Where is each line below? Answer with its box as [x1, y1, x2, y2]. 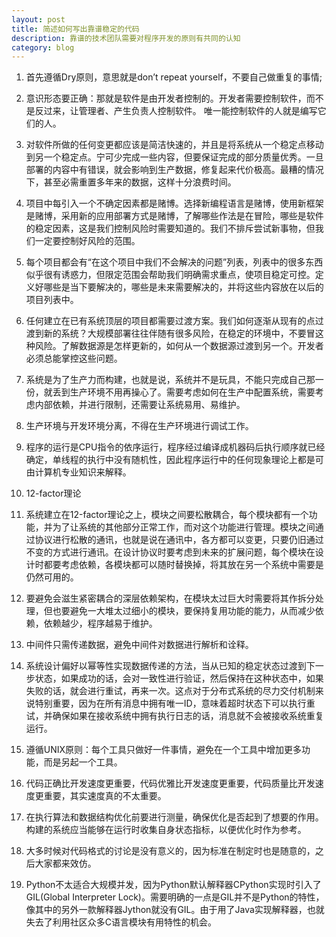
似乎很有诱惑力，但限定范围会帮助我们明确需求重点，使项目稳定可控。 [25, 269, 316, 281]
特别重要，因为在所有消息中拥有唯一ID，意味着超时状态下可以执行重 [34, 697, 316, 710]
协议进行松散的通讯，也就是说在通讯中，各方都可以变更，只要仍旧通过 [34, 534, 324, 546]
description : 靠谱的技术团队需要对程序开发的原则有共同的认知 [11, 33, 241, 43]
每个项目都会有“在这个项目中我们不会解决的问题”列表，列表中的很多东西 [25, 256, 324, 268]
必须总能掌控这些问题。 [25, 352, 123, 365]
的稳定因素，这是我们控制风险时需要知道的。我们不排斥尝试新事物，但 [25, 222, 316, 235]
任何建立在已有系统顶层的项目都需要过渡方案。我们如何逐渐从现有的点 [25, 315, 316, 327]
